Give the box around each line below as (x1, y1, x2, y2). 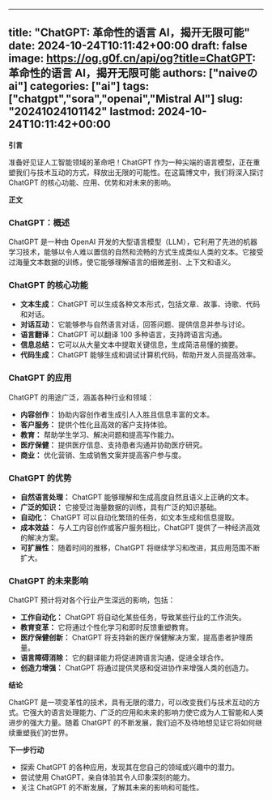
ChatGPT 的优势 (8, 472, 72, 483)
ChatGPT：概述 (8, 216, 70, 228)
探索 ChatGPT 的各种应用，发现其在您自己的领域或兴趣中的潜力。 (19, 763, 240, 772)
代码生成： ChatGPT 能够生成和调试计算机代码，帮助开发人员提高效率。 (19, 350, 261, 360)
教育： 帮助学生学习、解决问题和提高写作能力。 (19, 430, 179, 439)
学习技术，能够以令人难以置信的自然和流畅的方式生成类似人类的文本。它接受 (8, 247, 264, 257)
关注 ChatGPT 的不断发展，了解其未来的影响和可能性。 (19, 783, 204, 793)
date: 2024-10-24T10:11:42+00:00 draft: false (8, 39, 249, 53)
